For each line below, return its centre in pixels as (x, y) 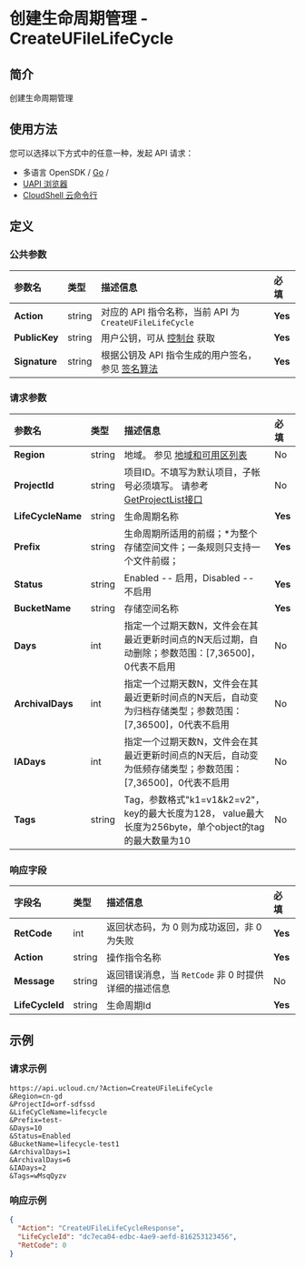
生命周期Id (129, 1006)
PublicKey (36, 337)
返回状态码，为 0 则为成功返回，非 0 (184, 927)
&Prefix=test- (36, 1120)
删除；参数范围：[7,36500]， (197, 653)
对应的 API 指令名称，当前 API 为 (171, 312)
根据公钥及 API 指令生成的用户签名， (179, 355)
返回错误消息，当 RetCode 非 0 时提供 (185, 975)
